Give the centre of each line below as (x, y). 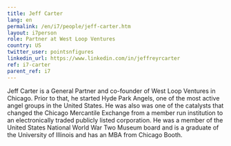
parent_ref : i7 (29, 71)
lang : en (20, 20)
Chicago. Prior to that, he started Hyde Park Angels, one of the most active (113, 98)
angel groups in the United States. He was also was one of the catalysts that (115, 105)
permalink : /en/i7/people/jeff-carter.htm (69, 26)
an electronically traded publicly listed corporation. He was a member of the (115, 120)
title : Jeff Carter (35, 13)
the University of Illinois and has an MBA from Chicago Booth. (95, 134)
